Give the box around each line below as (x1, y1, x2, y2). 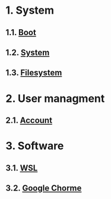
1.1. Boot (5, 27, 36, 38)
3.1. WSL (5, 163, 38, 173)
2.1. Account (5, 115, 53, 125)
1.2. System (5, 47, 50, 57)
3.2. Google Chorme (5, 183, 82, 193)
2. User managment (5, 92, 105, 105)
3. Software (5, 139, 64, 153)
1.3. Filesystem (5, 68, 62, 78)
